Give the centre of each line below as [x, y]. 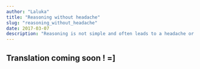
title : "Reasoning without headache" [53, 17]
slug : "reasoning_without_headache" [52, 23]
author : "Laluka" [28, 12]
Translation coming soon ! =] [61, 58]
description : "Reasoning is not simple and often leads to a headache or [100, 34]
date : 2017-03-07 [28, 28]
